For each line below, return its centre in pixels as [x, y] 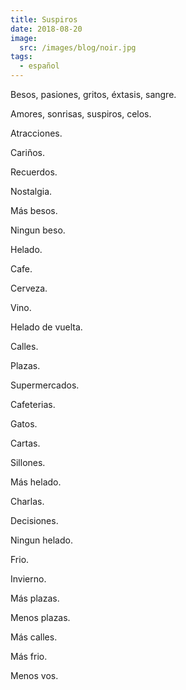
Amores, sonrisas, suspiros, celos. [81, 114]
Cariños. [27, 152]
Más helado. [36, 482]
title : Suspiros [44, 19]
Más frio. [29, 656]
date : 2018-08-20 [46, 29]
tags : [21, 57]
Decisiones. [34, 520]
